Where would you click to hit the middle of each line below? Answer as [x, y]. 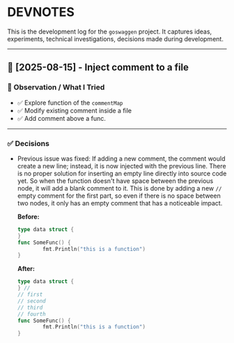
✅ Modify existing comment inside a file [75, 110]
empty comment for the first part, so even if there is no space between [119, 196]
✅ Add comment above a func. [62, 118]
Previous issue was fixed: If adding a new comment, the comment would [121, 159]
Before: [28, 217]
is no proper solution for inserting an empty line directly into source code [122, 173]
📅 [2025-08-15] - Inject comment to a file [98, 67]
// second [32, 301]
